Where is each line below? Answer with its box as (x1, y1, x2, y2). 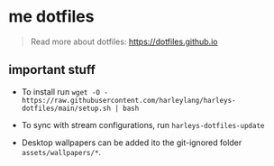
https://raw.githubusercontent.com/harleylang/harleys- (21, 96, 236, 105)
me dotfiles (8, 6, 95, 27)
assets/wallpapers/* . (21, 146, 101, 157)
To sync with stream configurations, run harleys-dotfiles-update (21, 119, 265, 130)
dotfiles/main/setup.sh (21, 104, 112, 113)
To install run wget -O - (21, 86, 109, 97)
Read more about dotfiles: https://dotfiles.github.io (30, 36, 218, 47)
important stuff (8, 62, 96, 78)
